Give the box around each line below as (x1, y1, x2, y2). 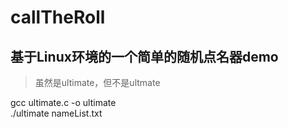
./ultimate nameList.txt (10, 107, 103, 119)
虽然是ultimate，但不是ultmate (34, 77, 161, 88)
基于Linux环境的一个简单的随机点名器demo (10, 48, 279, 65)
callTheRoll (10, 6, 106, 29)
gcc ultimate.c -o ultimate (10, 97, 117, 108)
